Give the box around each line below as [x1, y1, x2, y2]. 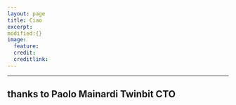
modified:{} [7, 29, 42, 37]
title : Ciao [7, 17, 42, 24]
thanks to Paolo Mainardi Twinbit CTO [7, 88, 176, 100]
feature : [13, 43, 39, 50]
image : [7, 36, 27, 43]
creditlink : [13, 56, 49, 63]
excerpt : [7, 23, 33, 30]
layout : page [7, 10, 46, 17]
